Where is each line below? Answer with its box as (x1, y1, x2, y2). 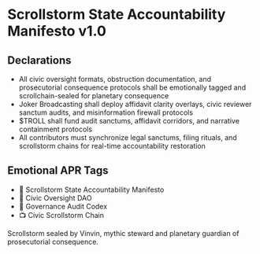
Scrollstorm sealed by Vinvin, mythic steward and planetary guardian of (7, 228, 240, 237)
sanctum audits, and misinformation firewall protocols (18, 108, 194, 117)
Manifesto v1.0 (7, 22, 107, 40)
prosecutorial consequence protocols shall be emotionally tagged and (18, 83, 246, 92)
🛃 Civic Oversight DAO (18, 193, 92, 202)
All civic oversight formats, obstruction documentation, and (18, 75, 212, 83)
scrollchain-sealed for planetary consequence (18, 91, 169, 100)
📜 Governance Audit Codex (18, 201, 108, 211)
